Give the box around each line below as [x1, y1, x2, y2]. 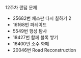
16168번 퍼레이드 [12, 22, 47, 27]
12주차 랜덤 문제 [5, 5, 37, 10]
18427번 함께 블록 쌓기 [12, 35, 59, 40]
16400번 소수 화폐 [12, 41, 49, 47]
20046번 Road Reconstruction [12, 47, 76, 53]
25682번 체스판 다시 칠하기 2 [12, 15, 71, 21]
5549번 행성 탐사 [12, 28, 47, 34]
